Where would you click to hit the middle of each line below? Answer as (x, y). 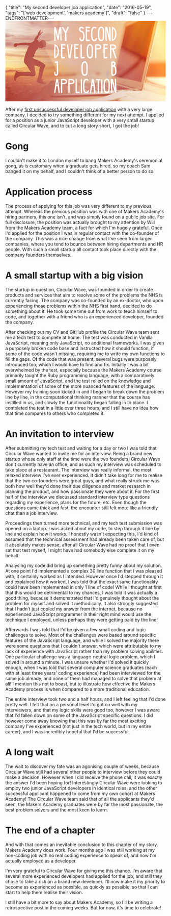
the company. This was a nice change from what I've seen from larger (79, 238)
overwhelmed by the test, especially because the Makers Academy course (83, 370)
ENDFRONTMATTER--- (30, 18)
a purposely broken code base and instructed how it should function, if (80, 348)
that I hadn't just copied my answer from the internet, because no (74, 609)
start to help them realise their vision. (44, 892)
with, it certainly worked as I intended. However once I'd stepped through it (84, 576)
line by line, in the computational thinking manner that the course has (78, 397)
